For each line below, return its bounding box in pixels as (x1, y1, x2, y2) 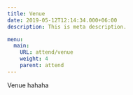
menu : (7, 36, 23, 43)
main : (13, 43, 30, 50)
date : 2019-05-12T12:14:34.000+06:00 (7, 17, 118, 24)
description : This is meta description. (7, 23, 127, 30)
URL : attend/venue (20, 49, 73, 56)
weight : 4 (20, 55, 49, 63)
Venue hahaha (7, 81, 49, 89)
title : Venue (7, 10, 45, 17)
